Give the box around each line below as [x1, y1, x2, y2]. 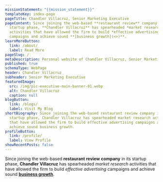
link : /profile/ [9, 133, 42, 138]
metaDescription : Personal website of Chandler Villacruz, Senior [5, 57, 142, 62]
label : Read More [9, 48, 45, 52]
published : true [5, 61, 38, 66]
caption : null [9, 93, 38, 98]
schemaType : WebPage [5, 66, 47, 71]
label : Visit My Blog [9, 106, 53, 112]
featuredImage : [5, 79, 36, 84]
